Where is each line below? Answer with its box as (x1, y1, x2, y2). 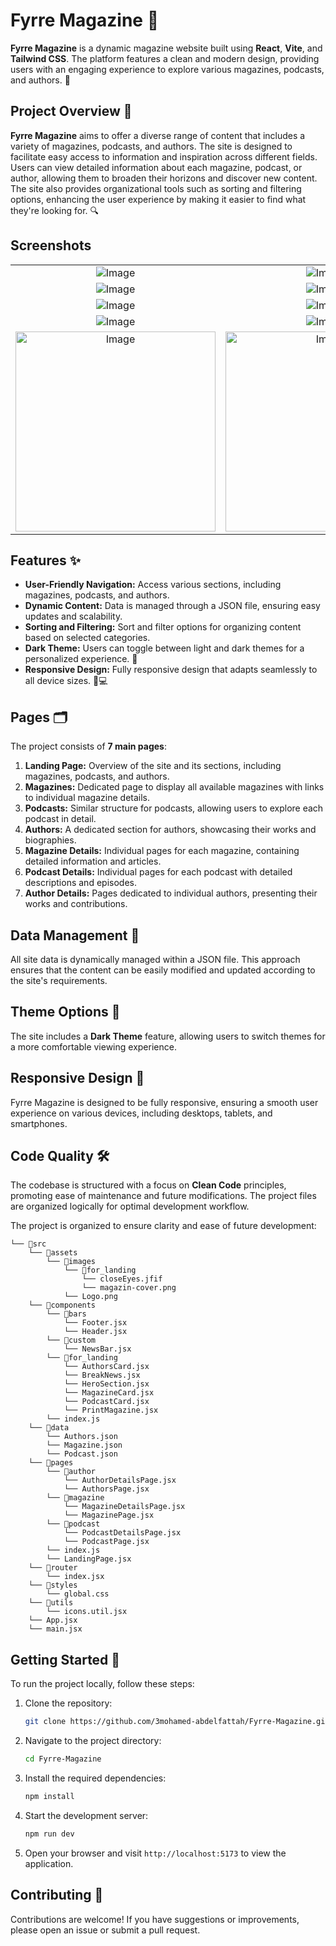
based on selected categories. (24, 632, 151, 644)
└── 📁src (10, 1239, 47, 1249)
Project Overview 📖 (10, 103, 133, 120)
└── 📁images (46, 1257, 97, 1267)
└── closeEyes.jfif (81, 1274, 163, 1284)
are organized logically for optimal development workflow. (10, 1200, 250, 1213)
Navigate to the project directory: (24, 1735, 162, 1747)
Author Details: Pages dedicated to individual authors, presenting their (24, 887, 318, 899)
